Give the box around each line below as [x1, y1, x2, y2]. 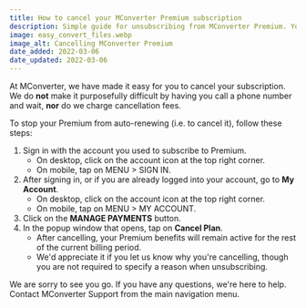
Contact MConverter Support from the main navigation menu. [9, 289, 240, 299]
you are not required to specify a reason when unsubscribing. [36, 262, 269, 272]
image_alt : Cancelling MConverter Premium [9, 38, 173, 48]
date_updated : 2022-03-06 [9, 56, 107, 65]
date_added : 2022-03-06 [9, 47, 100, 56]
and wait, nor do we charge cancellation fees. [9, 100, 182, 110]
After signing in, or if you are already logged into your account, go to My [22, 174, 294, 185]
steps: [9, 128, 33, 138]
